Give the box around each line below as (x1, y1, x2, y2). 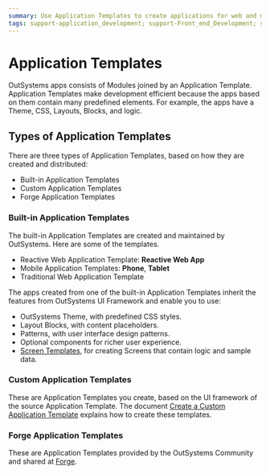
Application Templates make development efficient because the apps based (8, 89, 260, 99)
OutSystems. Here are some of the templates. (8, 239, 160, 249)
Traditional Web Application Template (19, 271, 145, 282)
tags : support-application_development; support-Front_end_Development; (8, 19, 257, 27)
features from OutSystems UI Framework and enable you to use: (8, 295, 221, 306)
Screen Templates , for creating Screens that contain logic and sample (19, 345, 252, 355)
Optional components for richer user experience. (19, 337, 182, 347)
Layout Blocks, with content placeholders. (19, 319, 159, 330)
